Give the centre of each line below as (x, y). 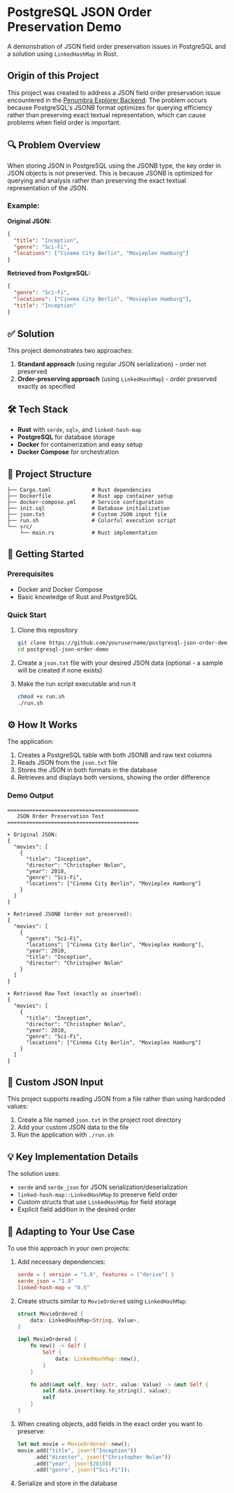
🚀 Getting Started (46, 554)
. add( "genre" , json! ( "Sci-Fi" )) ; (82, 1470)
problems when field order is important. (64, 122)
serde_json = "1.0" (46, 1281)
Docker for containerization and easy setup (80, 445)
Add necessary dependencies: (61, 1262)
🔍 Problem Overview (54, 145)
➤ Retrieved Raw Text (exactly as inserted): (74, 993)
